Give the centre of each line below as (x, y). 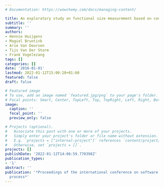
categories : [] (20, 64)
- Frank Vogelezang (25, 55)
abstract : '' (18, 167)
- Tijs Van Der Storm (27, 50)
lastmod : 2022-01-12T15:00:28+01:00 (42, 73)
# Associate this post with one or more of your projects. (69, 131)
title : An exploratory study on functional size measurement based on (78, 18)
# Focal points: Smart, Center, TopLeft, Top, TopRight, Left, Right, (78, 100)
